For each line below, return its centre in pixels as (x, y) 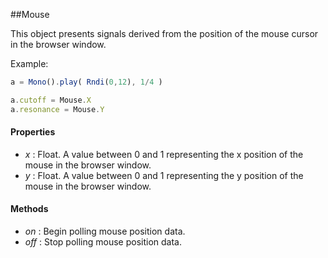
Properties (33, 132)
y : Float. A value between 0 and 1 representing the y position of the (164, 175)
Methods (29, 209)
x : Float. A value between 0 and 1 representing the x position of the (164, 154)
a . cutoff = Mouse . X (51, 100)
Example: (29, 63)
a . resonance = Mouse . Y (57, 109)
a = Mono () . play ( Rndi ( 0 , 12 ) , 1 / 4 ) (86, 82)
